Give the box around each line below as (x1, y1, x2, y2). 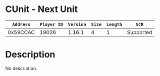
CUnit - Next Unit (5, 3, 78, 15)
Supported (127, 28, 152, 35)
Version (68, 21, 87, 27)
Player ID (39, 21, 63, 27)
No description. (5, 65, 38, 71)
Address (12, 21, 31, 27)
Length (106, 21, 122, 27)
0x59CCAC (8, 28, 35, 35)
